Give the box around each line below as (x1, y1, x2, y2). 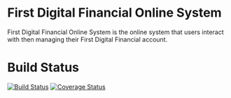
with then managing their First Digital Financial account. (7, 35, 168, 43)
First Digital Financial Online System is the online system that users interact (7, 28, 224, 36)
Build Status (7, 60, 79, 76)
